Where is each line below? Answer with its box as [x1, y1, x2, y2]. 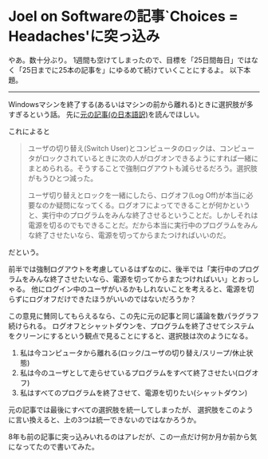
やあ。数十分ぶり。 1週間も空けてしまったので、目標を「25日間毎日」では [8, 55, 252, 65]
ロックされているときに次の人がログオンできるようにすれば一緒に [41, 153, 259, 163]
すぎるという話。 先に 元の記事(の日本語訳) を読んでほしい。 [8, 109, 204, 119]
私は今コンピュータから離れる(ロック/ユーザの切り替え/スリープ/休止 [19, 348, 246, 358]
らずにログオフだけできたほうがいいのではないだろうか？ [8, 294, 197, 303]
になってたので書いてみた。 [8, 441, 99, 451]
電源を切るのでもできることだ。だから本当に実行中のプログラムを [27, 220, 245, 230]
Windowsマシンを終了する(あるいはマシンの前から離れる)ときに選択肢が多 [8, 99, 254, 109]
